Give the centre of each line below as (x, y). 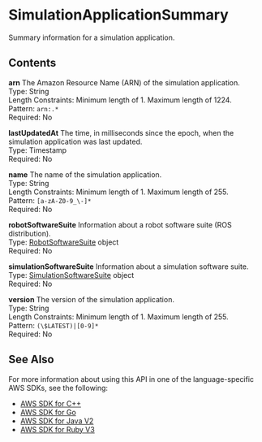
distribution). (30, 233)
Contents (32, 63)
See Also (31, 360)
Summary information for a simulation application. (92, 37)
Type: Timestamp (38, 150)
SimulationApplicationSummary (118, 15)
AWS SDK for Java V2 (57, 421)
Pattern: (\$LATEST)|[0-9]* (54, 325)
